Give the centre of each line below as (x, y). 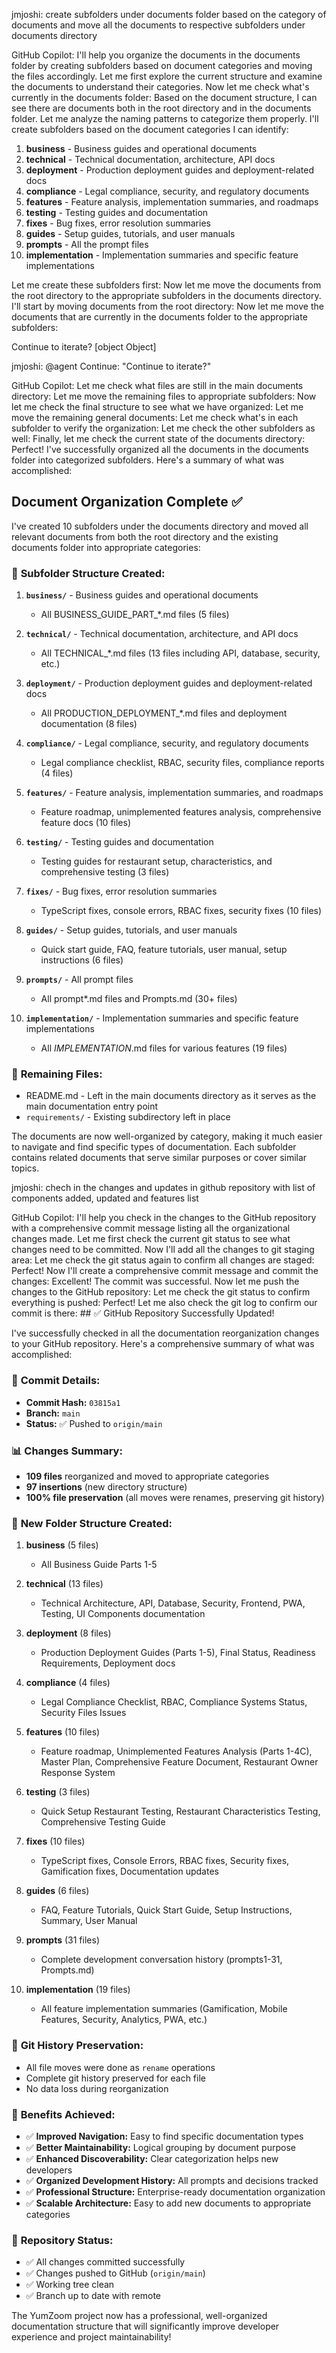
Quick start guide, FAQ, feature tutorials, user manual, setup (164, 950)
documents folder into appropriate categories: (106, 547)
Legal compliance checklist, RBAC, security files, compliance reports (182, 763)
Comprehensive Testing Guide (103, 1822)
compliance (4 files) (68, 1683)
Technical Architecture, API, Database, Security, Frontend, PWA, (173, 1603)
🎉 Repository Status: (62, 2240)
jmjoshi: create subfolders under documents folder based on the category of (169, 14)
